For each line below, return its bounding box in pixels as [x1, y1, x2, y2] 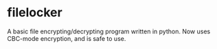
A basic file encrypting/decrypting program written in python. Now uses [7, 27, 211, 35]
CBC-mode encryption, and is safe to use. [7, 34, 126, 42]
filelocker [7, 5, 63, 20]
